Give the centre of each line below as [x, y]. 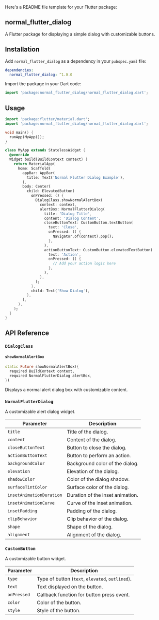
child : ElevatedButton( [51, 191]
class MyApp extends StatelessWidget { [45, 150]
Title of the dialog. [87, 432]
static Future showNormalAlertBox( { [42, 367]
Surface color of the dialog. [98, 487]
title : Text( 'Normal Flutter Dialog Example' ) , [75, 177]
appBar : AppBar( [39, 173]
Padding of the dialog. [92, 511]
